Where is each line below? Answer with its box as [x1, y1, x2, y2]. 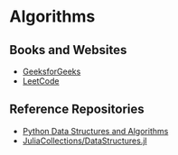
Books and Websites [9, 42, 127, 58]
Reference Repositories [9, 102, 145, 117]
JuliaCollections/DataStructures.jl [22, 135, 147, 146]
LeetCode [22, 76, 60, 87]
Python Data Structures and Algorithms [22, 125, 169, 136]
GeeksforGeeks [22, 66, 81, 77]
